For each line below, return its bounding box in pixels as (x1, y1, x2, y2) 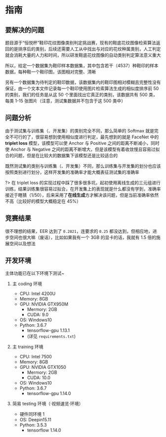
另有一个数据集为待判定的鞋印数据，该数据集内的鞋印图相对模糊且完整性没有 (5, 80, 161, 85)
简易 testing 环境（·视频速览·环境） (12, 401, 83, 407)
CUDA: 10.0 (27, 375, 50, 381)
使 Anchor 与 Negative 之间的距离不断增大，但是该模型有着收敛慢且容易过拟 (5, 146, 160, 152)
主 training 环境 (12, 344, 43, 350)
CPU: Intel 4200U (19, 291, 56, 297)
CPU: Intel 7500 (19, 354, 52, 360)
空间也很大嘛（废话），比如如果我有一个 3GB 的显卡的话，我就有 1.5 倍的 (9, 234, 157, 240)
